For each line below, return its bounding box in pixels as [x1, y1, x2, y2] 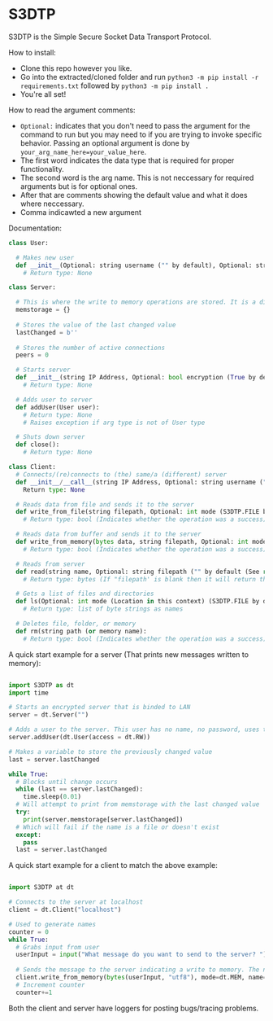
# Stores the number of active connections [15, 344, 165, 352]
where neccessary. [19, 199, 84, 208]
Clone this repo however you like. [19, 63, 132, 73]
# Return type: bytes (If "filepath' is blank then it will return [23, 575, 256, 583]
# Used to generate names [8, 920, 96, 928]
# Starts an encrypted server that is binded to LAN [8, 703, 191, 712]
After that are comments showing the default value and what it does [19, 190, 248, 199]
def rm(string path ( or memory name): [15, 627, 148, 635]
